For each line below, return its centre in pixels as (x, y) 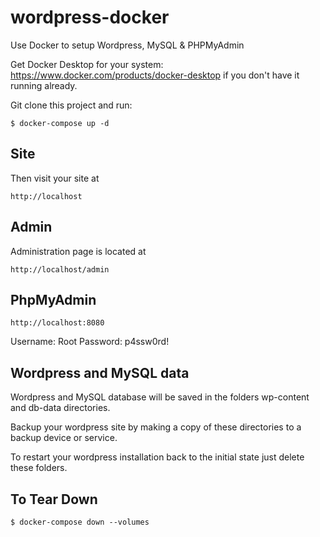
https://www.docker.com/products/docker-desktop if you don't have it (155, 75)
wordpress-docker (90, 17)
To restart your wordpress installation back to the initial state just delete (157, 457)
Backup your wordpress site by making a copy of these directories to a (156, 427)
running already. (44, 85)
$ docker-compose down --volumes (80, 522)
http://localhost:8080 (57, 323)
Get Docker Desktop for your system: (87, 64)
